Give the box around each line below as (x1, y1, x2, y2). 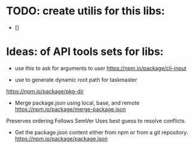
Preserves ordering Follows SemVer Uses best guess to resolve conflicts (6, 117, 185, 124)
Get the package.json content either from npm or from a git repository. (14, 128, 189, 135)
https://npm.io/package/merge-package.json (14, 106, 127, 113)
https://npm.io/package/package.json (14, 135, 108, 142)
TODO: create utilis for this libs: (6, 4, 165, 18)
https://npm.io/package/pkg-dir (6, 88, 84, 95)
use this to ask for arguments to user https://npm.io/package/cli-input (14, 64, 187, 72)
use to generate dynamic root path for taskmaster (14, 76, 137, 83)
